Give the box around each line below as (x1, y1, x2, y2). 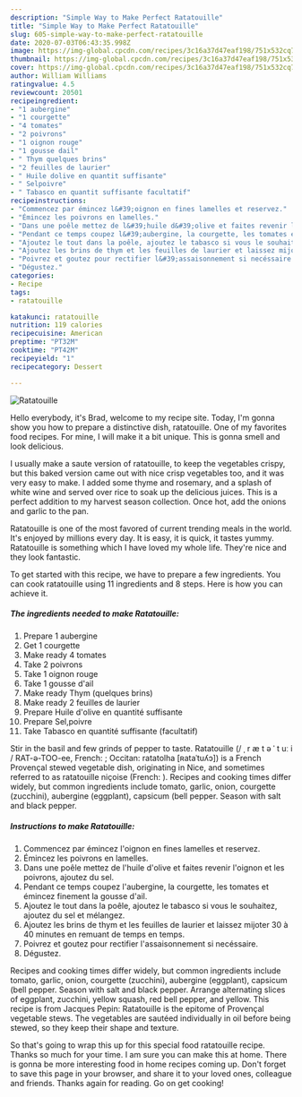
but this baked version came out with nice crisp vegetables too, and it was (10, 467, 285, 478)
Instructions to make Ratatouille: (10, 821, 135, 832)
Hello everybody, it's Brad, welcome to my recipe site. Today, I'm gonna (10, 412, 276, 423)
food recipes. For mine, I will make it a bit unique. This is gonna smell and (10, 431, 280, 441)
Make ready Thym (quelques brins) (22, 688, 153, 698)
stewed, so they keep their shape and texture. (10, 1023, 179, 1033)
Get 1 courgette (22, 640, 81, 651)
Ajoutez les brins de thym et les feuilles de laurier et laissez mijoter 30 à (22, 920, 289, 930)
